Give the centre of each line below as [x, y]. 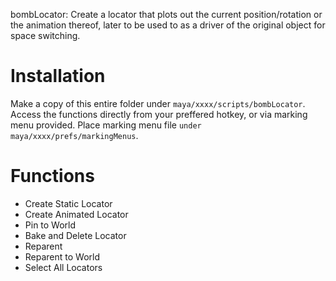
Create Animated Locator [76, 214]
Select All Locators [63, 267]
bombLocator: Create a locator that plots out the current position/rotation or [166, 14]
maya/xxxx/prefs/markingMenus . [74, 135]
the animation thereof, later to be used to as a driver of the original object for [168, 25]
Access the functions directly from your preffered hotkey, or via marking [159, 114]
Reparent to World [62, 256]
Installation [58, 76]
